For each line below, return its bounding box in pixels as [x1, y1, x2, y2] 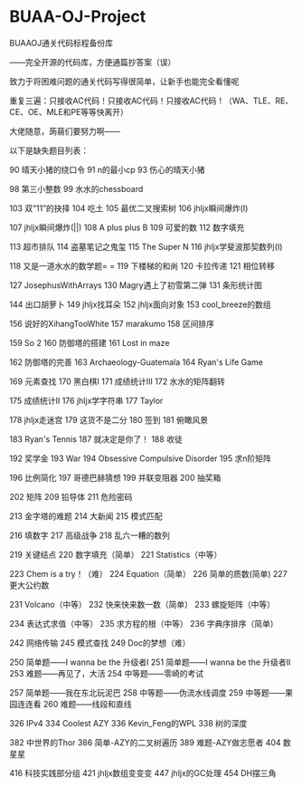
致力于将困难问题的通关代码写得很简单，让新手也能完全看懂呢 [9, 75, 240, 87]
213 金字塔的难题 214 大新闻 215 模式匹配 [9, 510, 163, 522]
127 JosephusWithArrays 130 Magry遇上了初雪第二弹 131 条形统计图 [9, 279, 262, 291]
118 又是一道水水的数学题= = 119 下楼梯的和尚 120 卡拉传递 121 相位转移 [9, 260, 276, 271]
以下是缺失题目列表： [9, 145, 89, 156]
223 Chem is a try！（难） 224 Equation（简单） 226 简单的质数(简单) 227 [9, 568, 288, 579]
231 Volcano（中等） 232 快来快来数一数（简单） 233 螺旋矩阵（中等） [9, 599, 276, 609]
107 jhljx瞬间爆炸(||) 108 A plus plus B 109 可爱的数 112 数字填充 [9, 222, 245, 233]
